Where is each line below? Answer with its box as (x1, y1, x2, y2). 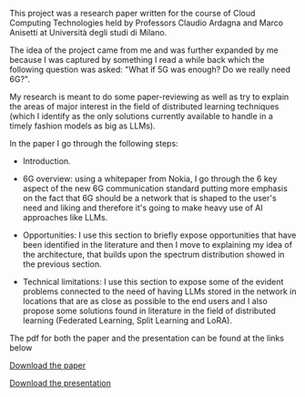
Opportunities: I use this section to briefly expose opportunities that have (22, 229, 297, 240)
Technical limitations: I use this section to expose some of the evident (22, 277, 284, 287)
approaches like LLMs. (22, 212, 108, 222)
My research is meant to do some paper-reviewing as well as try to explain (9, 91, 290, 102)
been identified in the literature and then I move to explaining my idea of (22, 239, 293, 249)
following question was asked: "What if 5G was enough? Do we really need (9, 64, 291, 75)
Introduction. (22, 156, 71, 167)
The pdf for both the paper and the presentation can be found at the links (9, 332, 285, 343)
